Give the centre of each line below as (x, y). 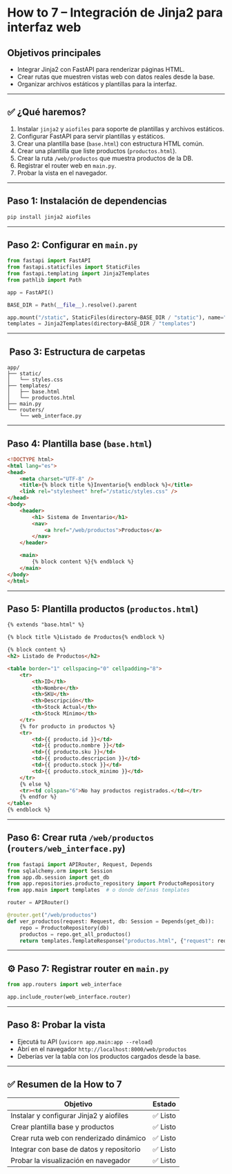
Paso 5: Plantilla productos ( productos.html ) (103, 609)
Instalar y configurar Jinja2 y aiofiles (70, 1115)
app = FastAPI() (30, 292)
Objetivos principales (54, 53)
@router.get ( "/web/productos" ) (52, 915)
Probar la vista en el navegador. (62, 173)
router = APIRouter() (38, 903)
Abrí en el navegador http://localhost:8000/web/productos (102, 1049)
